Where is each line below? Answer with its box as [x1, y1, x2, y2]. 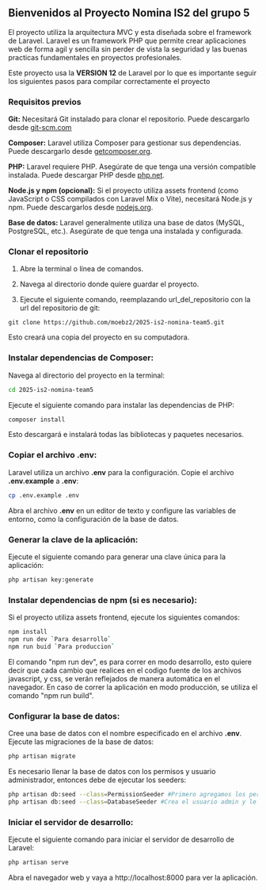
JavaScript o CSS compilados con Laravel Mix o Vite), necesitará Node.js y [8, 194, 253, 204]
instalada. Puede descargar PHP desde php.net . [8, 171, 165, 180]
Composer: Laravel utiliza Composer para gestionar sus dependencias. [8, 138, 241, 148]
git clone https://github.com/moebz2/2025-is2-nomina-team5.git [8, 319, 225, 327]
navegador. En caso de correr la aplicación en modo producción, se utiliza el [8, 682, 258, 692]
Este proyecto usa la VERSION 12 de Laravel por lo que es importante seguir [8, 67, 257, 78]
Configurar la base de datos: [8, 710, 120, 721]
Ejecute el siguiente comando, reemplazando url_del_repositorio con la [19, 295, 251, 305]
